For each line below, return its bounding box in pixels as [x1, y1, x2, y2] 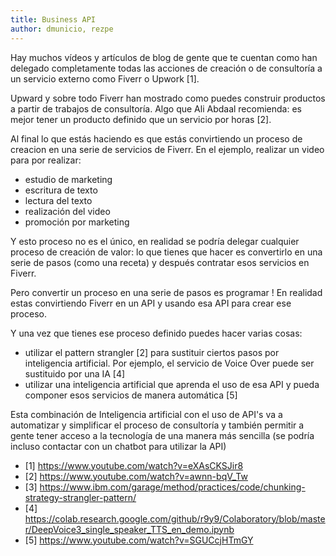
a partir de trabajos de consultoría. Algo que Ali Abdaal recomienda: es [10, 102, 302, 115]
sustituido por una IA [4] [24, 367, 126, 380]
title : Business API [10, 14, 97, 25]
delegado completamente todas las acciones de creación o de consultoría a [10, 62, 323, 74]
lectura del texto [24, 194, 93, 206]
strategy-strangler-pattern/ [24, 491, 137, 503]
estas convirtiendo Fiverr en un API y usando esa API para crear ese [10, 297, 292, 309]
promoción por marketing [24, 216, 130, 228]
